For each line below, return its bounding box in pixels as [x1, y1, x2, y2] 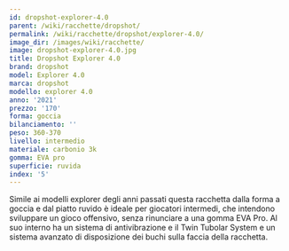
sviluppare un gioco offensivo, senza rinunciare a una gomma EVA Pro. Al [9, 213, 277, 224]
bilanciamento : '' [9, 121, 77, 129]
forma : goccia [9, 112, 62, 121]
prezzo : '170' [9, 104, 62, 113]
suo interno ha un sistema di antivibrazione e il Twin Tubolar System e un [9, 223, 277, 233]
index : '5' [9, 169, 50, 178]
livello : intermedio [9, 137, 86, 145]
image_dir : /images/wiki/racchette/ [9, 37, 144, 47]
